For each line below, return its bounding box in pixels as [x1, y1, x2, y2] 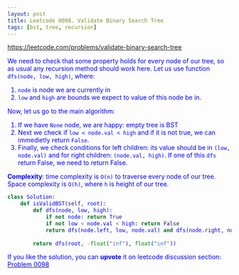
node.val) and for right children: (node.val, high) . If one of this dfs [17, 151, 217, 160]
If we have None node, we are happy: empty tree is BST [17, 121, 179, 129]
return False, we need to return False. [17, 158, 128, 167]
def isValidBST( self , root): [20, 200, 107, 207]
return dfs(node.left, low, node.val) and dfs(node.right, [45, 227, 224, 234]
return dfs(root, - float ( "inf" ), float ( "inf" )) [33, 239, 176, 247]
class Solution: [7, 193, 55, 201]
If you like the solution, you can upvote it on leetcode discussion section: [7, 253, 222, 261]
